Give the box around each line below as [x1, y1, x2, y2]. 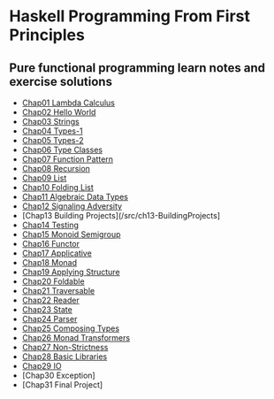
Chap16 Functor [21, 239, 80, 249]
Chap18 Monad [21, 257, 78, 267]
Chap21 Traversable [21, 286, 95, 295]
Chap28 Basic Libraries [21, 351, 108, 362]
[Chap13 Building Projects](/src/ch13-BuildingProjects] [21, 211, 221, 220]
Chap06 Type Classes [21, 144, 103, 155]
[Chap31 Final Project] [21, 380, 103, 390]
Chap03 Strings [21, 117, 80, 127]
